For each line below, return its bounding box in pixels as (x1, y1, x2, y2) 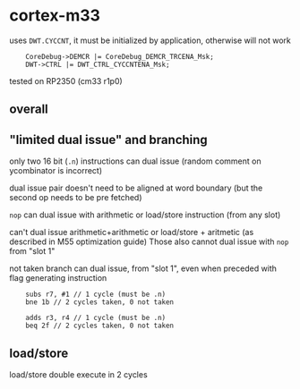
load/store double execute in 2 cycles (9, 368, 148, 380)
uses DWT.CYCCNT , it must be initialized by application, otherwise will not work (9, 35, 291, 46)
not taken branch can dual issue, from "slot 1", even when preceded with (9, 263, 278, 274)
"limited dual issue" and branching (9, 131, 208, 148)
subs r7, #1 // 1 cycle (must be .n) (25, 290, 167, 300)
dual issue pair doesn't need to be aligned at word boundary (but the (9, 182, 263, 193)
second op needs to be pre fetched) (9, 192, 142, 203)
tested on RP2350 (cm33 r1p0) (9, 75, 123, 86)
